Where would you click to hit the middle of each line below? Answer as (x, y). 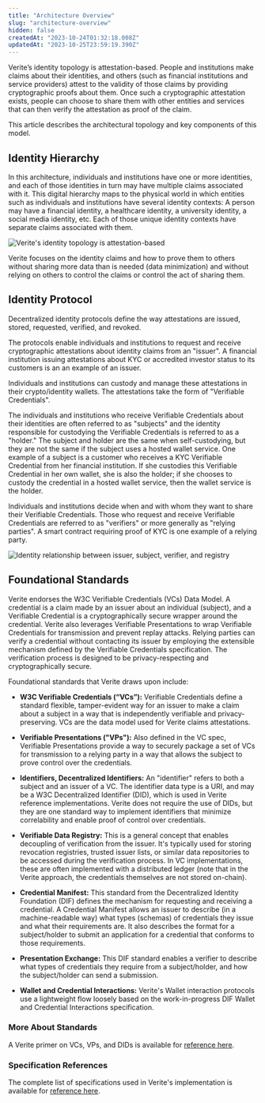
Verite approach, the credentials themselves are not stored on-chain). (133, 877)
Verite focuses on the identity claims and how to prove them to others (122, 258)
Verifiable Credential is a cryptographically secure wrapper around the (123, 616)
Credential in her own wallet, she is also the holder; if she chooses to (121, 474)
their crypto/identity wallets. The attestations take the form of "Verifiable (127, 391)
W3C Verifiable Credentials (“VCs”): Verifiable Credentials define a (131, 697)
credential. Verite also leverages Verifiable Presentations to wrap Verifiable (130, 624)
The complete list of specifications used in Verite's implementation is (121, 1082)
